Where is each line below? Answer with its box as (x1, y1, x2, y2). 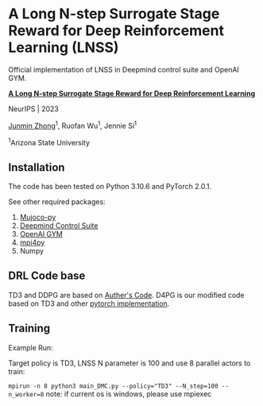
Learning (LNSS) (8, 39, 119, 56)
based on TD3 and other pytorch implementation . (8, 299, 170, 308)
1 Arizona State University (8, 136, 90, 147)
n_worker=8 (8, 390, 44, 398)
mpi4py (19, 238, 45, 247)
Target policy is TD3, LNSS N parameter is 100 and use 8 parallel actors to (8, 358, 251, 368)
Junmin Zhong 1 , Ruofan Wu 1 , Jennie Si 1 (8, 119, 137, 130)
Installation (8, 160, 65, 174)
